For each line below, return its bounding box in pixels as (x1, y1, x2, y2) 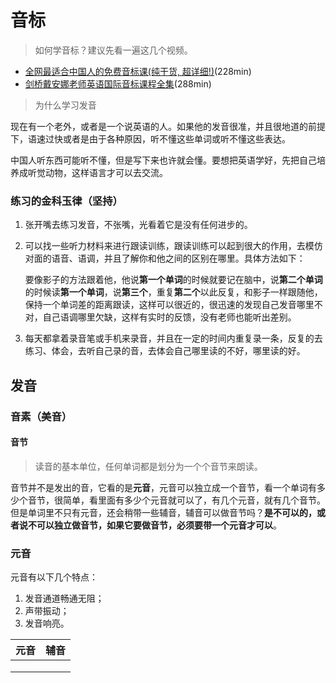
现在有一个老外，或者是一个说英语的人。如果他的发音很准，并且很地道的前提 (10, 120, 326, 132)
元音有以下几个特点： (10, 571, 98, 583)
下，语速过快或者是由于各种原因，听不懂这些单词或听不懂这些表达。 (10, 132, 291, 145)
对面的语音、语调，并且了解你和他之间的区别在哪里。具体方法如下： (24, 252, 306, 265)
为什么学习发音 (34, 99, 97, 111)
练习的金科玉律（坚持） (10, 194, 123, 208)
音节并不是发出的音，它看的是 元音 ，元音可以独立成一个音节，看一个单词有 (10, 481, 317, 493)
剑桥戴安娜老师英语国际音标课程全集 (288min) (24, 77, 212, 90)
